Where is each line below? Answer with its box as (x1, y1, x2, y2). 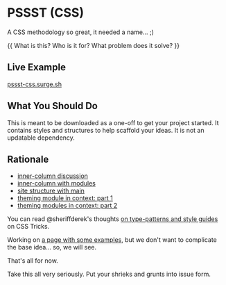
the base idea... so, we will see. (7, 243, 97, 252)
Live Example (7, 61, 66, 74)
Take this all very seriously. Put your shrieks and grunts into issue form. (7, 270, 211, 279)
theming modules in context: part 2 (17, 202, 118, 210)
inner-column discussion (17, 172, 89, 180)
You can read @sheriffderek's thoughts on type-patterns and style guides (7, 215, 218, 223)
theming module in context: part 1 (17, 194, 113, 202)
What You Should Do (7, 100, 98, 112)
